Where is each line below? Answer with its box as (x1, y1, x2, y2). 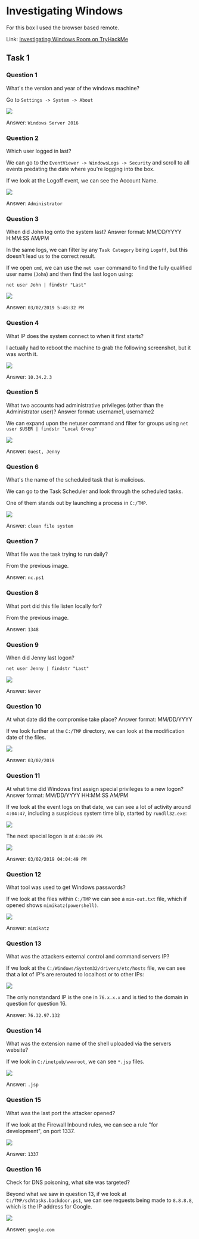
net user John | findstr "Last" (6, 282, 86, 288)
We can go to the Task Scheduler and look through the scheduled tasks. (6, 488, 184, 495)
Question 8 (6, 589, 39, 597)
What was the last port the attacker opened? (6, 1109, 116, 1116)
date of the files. (6, 734, 46, 741)
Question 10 (6, 702, 42, 710)
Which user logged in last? (6, 147, 71, 154)
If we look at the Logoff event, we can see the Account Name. (6, 176, 158, 184)
